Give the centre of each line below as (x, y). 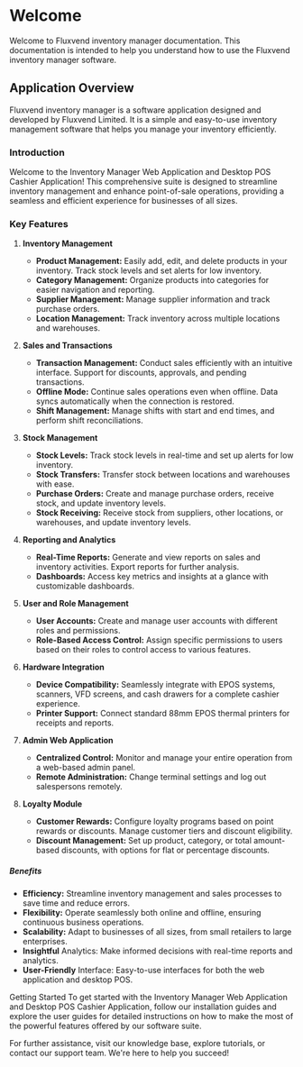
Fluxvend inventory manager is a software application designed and (135, 110)
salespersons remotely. (79, 787)
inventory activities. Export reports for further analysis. (138, 567)
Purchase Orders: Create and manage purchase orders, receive (155, 494)
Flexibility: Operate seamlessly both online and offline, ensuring (142, 913)
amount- (270, 841)
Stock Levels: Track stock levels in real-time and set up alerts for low (165, 455)
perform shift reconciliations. (89, 421)
